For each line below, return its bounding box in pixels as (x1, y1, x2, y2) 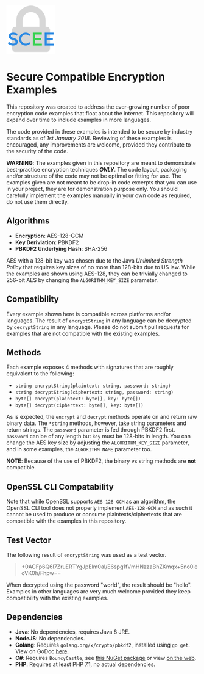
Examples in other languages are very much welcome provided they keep (6, 588, 191, 595)
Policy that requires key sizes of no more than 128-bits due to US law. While (6, 263, 196, 270)
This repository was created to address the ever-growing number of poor (6, 103, 190, 111)
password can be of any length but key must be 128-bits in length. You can (6, 433, 191, 440)
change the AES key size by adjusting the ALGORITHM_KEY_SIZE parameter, (6, 439, 189, 446)
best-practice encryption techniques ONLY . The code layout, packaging (6, 165, 188, 173)
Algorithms (6, 216, 50, 226)
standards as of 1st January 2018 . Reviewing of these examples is (6, 134, 172, 142)
